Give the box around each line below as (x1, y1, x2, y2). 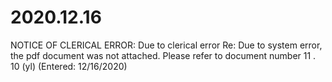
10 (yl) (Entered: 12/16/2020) (10, 60, 128, 72)
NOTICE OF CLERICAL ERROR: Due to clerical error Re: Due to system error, (10, 39, 323, 51)
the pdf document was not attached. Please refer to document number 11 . (10, 49, 317, 61)
